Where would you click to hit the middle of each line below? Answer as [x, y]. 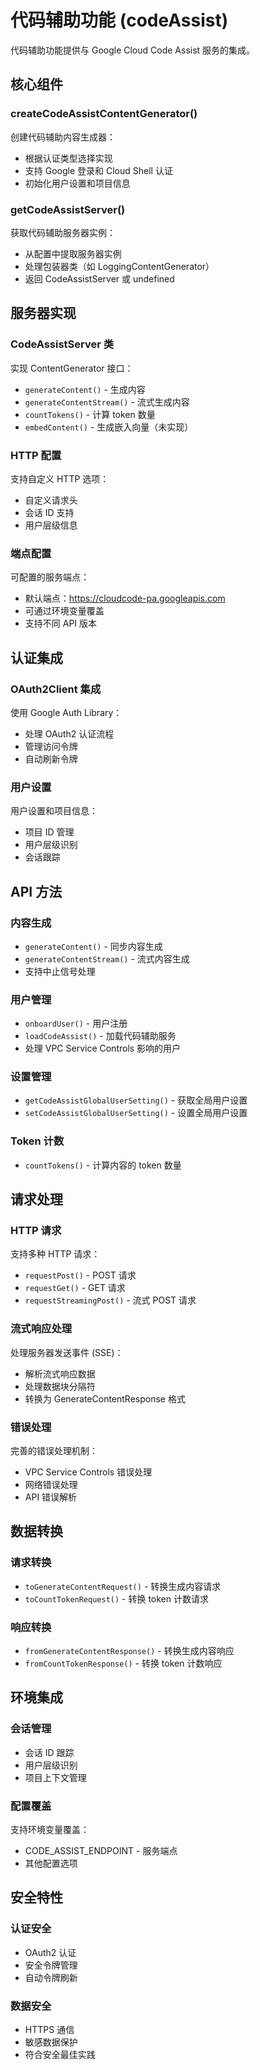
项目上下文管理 [55, 1777]
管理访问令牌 [51, 746]
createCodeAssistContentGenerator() [104, 114]
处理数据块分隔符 [60, 1386]
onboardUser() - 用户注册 [76, 1023]
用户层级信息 [51, 525]
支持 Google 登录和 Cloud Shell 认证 [98, 170]
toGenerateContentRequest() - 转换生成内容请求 [123, 1586]
